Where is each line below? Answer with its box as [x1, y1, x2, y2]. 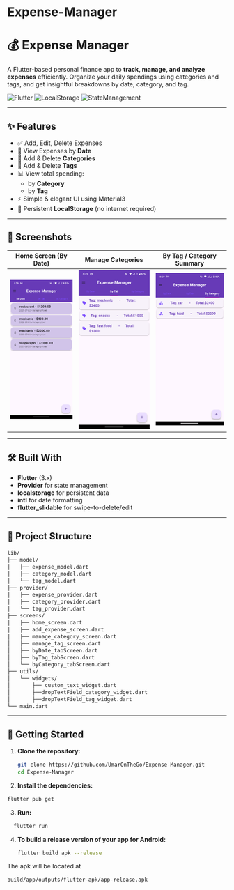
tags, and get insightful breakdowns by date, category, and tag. [7, 80, 189, 89]
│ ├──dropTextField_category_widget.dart [7, 689, 148, 696]
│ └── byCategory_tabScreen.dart [7, 661, 111, 668]
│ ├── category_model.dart [7, 571, 92, 578]
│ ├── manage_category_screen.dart [7, 634, 117, 640]
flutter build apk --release [17, 850, 102, 857]
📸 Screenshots [7, 231, 72, 243]
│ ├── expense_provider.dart [7, 592, 98, 599]
